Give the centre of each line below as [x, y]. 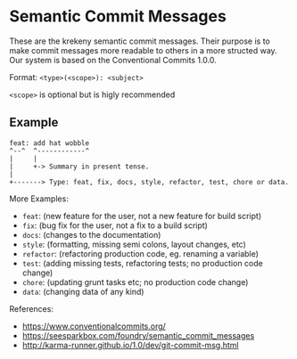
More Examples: [39, 199]
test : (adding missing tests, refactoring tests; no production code [142, 263]
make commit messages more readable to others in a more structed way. [144, 50]
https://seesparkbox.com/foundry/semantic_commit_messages [138, 335]
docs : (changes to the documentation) [91, 234]
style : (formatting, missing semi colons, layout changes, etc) [134, 244]
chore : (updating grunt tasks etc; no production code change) [135, 281]
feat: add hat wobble [49, 143]
